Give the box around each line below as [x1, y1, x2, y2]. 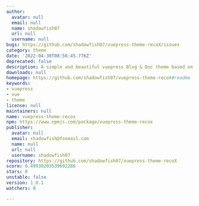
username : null [11, 36, 49, 42]
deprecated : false [6, 58, 52, 64]
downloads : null [6, 69, 46, 75]
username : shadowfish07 [11, 152, 70, 158]
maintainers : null [6, 108, 52, 114]
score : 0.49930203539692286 [6, 163, 76, 169]
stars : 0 [6, 169, 28, 175]
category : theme [6, 47, 46, 53]
